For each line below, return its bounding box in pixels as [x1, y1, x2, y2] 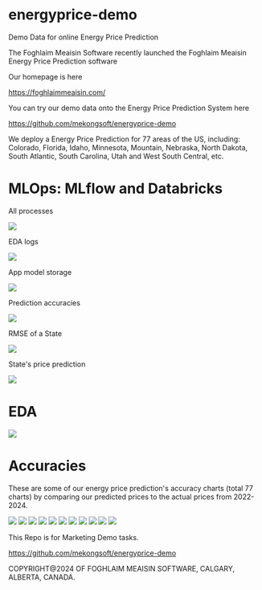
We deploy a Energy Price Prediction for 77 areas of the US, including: [8, 134, 241, 144]
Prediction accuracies [8, 297, 80, 307]
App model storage [8, 267, 72, 277]
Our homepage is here [8, 72, 83, 81]
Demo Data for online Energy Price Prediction [8, 32, 159, 42]
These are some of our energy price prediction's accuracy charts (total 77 [8, 483, 253, 493]
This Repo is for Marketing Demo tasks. [8, 532, 139, 542]
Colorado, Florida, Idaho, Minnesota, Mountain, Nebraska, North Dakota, [8, 142, 248, 152]
